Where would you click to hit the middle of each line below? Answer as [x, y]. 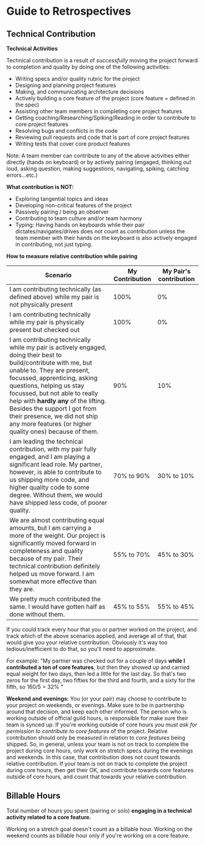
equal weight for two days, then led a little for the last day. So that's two [96, 674]
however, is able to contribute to [56, 472]
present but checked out [45, 330]
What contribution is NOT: [40, 187]
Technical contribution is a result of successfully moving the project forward [102, 60]
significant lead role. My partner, [56, 464]
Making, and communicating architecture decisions [80, 92]
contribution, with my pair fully [53, 449]
